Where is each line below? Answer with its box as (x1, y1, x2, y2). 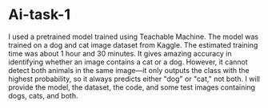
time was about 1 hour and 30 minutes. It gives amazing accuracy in (8, 48, 232, 58)
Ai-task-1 (8, 6, 70, 24)
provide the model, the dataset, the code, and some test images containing (8, 82, 256, 92)
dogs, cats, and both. (8, 91, 78, 100)
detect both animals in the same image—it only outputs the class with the (8, 65, 250, 75)
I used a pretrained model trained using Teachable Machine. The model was (8, 32, 259, 41)
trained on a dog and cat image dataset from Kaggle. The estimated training (8, 40, 258, 49)
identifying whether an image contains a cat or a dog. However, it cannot (8, 57, 248, 67)
